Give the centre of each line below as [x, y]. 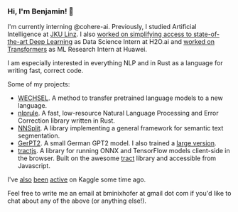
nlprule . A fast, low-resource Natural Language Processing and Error [118, 113]
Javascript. [34, 166]
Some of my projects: [39, 84]
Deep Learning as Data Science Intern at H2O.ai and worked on [122, 42]
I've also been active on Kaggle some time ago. [77, 179]
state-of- [206, 34]
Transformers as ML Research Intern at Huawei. [77, 50]
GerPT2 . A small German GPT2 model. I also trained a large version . [117, 143]
